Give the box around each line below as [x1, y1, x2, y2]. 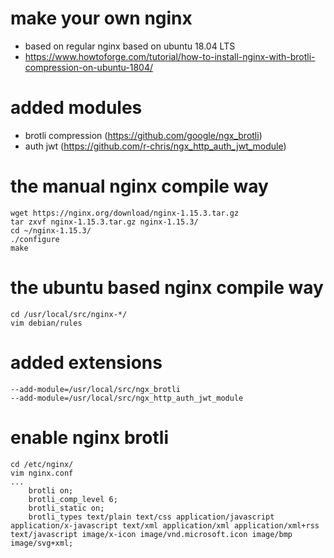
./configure [10, 234, 60, 244]
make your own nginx [10, 7, 193, 30]
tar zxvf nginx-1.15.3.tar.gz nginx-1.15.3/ [10, 217, 199, 227]
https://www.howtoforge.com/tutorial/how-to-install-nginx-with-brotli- [24, 50, 316, 62]
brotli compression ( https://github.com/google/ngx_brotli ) [24, 129, 263, 141]
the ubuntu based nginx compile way [10, 277, 324, 299]
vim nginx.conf [10, 468, 74, 478]
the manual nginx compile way [10, 175, 269, 198]
